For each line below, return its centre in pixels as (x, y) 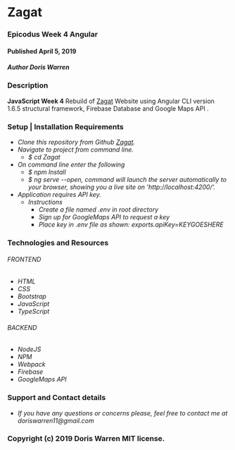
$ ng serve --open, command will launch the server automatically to (127, 179)
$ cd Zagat (44, 157)
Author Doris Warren (38, 67)
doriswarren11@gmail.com (56, 420)
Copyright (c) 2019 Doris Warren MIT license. (86, 439)
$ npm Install (47, 172)
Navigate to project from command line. (75, 150)
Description (28, 85)
